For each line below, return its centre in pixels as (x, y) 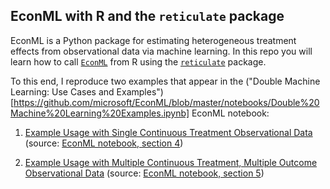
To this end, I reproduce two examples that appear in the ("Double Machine (165, 81)
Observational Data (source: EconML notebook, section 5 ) (144, 173)
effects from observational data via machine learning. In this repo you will (161, 51)
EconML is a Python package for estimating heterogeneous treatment (153, 40)
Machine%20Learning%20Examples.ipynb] (100, 113)
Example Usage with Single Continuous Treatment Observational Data (168, 132)
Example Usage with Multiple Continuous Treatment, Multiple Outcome (171, 162)
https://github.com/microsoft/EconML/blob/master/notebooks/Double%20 (166, 102)
